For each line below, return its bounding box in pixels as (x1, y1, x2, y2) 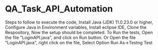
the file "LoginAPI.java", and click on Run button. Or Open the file (5, 35, 136, 40)
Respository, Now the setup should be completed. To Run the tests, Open (5, 29, 153, 35)
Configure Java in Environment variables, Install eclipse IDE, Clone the (5, 24, 147, 30)
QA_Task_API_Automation (5, 3, 113, 14)
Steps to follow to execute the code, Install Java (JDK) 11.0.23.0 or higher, (5, 19, 153, 25)
